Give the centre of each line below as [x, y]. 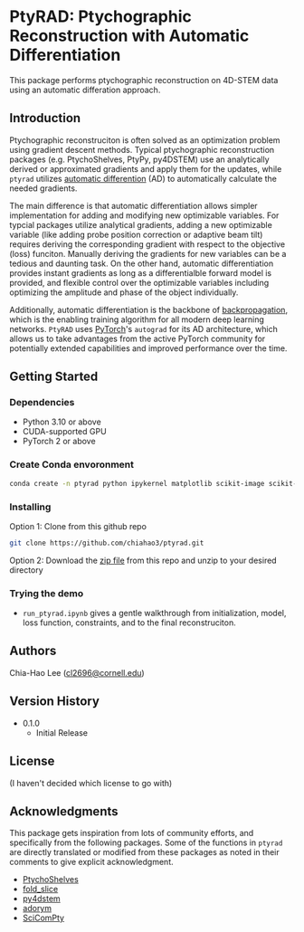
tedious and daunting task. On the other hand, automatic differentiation [142, 263]
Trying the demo [47, 593]
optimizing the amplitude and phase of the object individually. [124, 292]
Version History [54, 702]
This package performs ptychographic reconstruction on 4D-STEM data [144, 80]
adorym [37, 908]
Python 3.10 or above [62, 422]
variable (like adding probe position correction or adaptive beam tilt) [136, 234]
